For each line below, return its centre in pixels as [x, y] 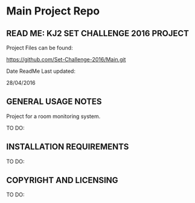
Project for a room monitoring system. [53, 116]
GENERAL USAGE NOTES [54, 101]
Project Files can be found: [40, 48]
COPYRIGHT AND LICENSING [62, 180]
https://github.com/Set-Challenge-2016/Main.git [66, 59]
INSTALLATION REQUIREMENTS [68, 147]
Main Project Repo [53, 11]
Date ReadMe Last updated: [41, 71]
